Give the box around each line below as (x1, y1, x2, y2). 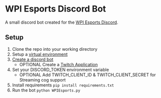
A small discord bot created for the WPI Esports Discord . (5, 19, 118, 25)
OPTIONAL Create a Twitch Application (19, 61, 98, 67)
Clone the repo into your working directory (12, 46, 98, 52)
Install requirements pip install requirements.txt (12, 82, 114, 88)
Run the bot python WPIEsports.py (12, 87, 80, 93)
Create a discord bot (12, 56, 54, 62)
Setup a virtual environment (12, 51, 68, 57)
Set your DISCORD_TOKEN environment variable (12, 67, 109, 72)
